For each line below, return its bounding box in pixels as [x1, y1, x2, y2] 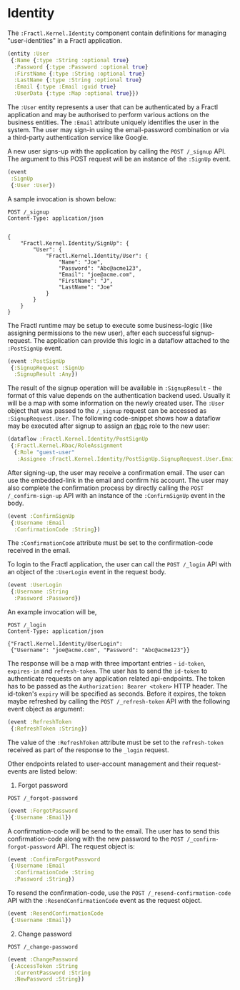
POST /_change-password [7, 943, 79, 951]
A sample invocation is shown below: [7, 194, 116, 203]
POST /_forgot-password [7, 794, 79, 801]
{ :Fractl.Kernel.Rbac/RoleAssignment [10, 442, 123, 449]
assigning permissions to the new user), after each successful [7, 329, 191, 337]
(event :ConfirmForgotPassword [7, 856, 101, 863]
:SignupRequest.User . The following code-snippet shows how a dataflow [7, 414, 221, 423]
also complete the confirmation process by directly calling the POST [7, 484, 204, 492]
